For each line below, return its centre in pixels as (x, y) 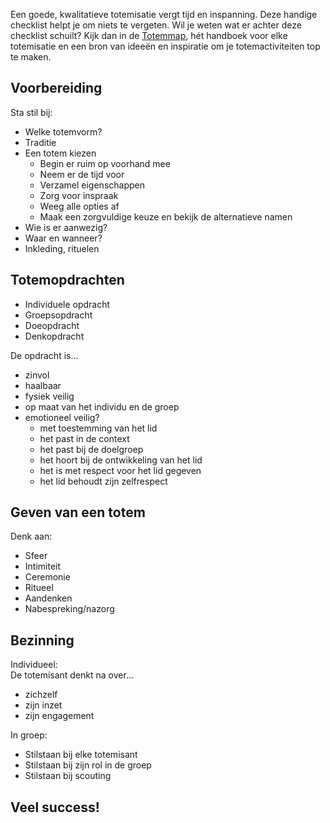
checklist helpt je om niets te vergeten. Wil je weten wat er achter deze (156, 25)
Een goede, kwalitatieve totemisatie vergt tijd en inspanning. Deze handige (164, 14)
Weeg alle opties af (79, 206)
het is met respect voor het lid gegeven (120, 470)
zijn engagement (59, 716)
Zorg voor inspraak (79, 195)
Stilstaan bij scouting (68, 776)
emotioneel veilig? (62, 417)
